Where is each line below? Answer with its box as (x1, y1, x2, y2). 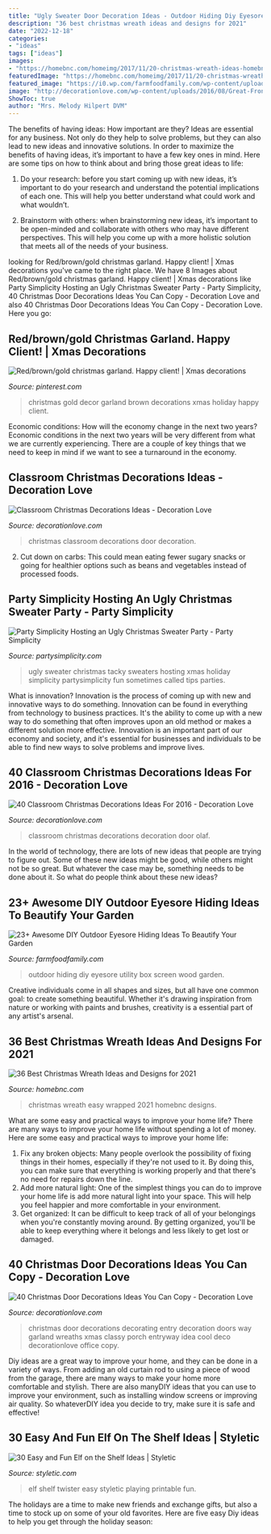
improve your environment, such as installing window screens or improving (8, 1390, 258, 1400)
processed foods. (19, 569, 79, 579)
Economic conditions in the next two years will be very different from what (8, 430, 256, 440)
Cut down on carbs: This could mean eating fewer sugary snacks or (19, 551, 246, 562)
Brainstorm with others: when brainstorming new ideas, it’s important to (19, 216, 258, 225)
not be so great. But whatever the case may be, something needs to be (8, 864, 244, 874)
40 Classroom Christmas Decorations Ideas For (8, 765, 252, 779)
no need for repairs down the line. (19, 1174, 133, 1184)
